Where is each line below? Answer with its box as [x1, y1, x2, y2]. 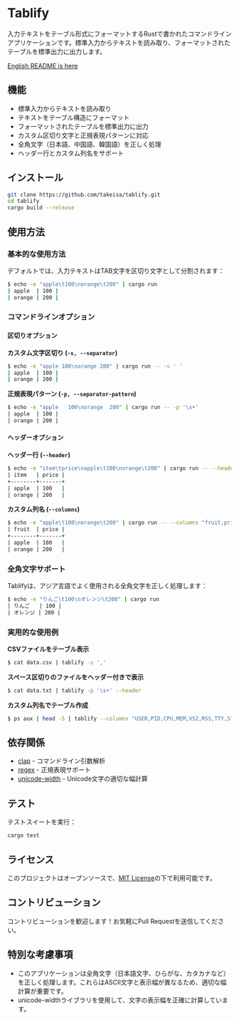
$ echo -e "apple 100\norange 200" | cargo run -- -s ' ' [7, 362, 183, 370]
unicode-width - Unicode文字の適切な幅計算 [17, 775, 148, 783]
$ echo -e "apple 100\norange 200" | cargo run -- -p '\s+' [7, 404, 199, 411]
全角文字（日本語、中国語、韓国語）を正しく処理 [17, 140, 161, 148]
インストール [7, 172, 64, 184]
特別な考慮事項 [7, 949, 73, 961]
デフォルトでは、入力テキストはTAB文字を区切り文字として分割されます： [7, 266, 225, 275]
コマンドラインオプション [7, 312, 95, 322]
